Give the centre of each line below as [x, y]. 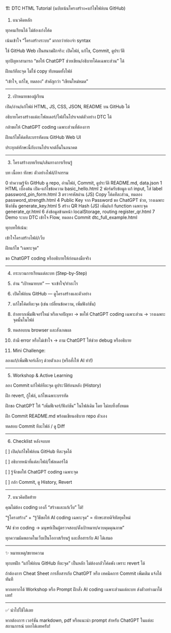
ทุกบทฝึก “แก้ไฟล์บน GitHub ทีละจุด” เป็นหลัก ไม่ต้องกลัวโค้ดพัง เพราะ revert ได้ [75, 563]
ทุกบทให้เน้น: [17, 228]
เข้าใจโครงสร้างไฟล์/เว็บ [25, 238]
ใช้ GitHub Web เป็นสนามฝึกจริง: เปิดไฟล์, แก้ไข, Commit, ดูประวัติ [65, 51]
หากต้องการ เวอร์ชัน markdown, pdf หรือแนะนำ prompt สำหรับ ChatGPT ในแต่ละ [80, 620]
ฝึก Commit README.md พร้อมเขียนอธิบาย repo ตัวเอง [56, 416]
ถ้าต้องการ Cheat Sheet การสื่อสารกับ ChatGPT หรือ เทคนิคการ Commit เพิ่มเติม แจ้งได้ [83, 573]
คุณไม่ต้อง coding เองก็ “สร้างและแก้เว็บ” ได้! [45, 507]
